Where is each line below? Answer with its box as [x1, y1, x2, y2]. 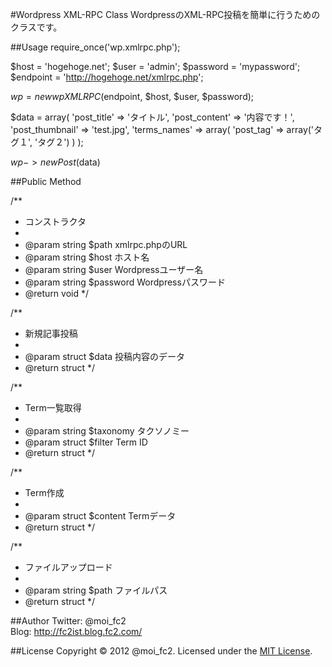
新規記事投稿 [24, 328, 78, 339]
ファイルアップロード [24, 561, 113, 573]
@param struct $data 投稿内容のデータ [24, 351, 186, 362]
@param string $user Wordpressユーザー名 [24, 264, 204, 275]
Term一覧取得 [24, 402, 82, 413]
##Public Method [10, 176, 82, 187]
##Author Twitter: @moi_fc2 [10, 615, 127, 627]
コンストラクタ [24, 216, 87, 227]
